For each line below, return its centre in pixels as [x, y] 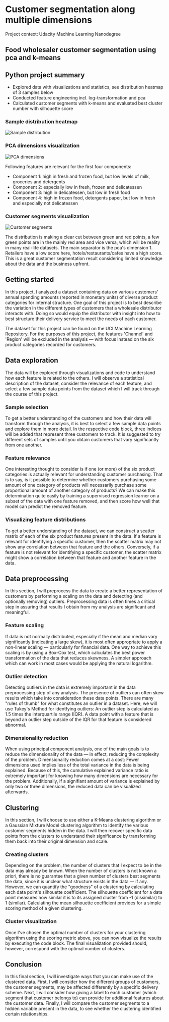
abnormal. [16, 725]
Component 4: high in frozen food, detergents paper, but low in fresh [84, 197]
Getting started [30, 279]
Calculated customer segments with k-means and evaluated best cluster [88, 103]
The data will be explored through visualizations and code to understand [80, 373]
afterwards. [17, 792]
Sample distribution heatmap [41, 122]
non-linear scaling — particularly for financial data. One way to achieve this [83, 647]
